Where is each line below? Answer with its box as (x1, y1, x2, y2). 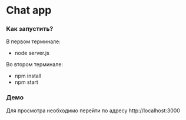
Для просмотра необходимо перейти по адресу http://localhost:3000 (6, 107, 181, 114)
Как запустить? (6, 25, 54, 33)
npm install (14, 72, 42, 80)
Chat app (6, 4, 52, 17)
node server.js (14, 50, 50, 57)
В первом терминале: (6, 38, 61, 45)
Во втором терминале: (6, 61, 64, 68)
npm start (14, 79, 38, 86)
